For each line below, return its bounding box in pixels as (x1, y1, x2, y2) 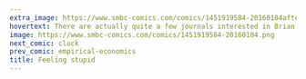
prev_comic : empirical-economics (9, 47, 137, 56)
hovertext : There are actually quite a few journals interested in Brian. (9, 22, 300, 31)
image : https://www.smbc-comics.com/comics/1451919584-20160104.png (9, 30, 275, 39)
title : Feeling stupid (9, 55, 96, 64)
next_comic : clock (9, 38, 79, 48)
